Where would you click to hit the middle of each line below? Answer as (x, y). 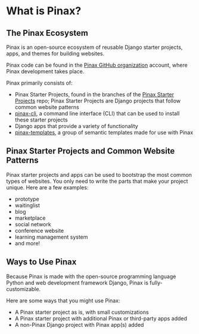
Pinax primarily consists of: (39, 83)
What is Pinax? (44, 11)
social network (33, 224)
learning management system (51, 237)
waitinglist (27, 205)
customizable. (23, 289)
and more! (27, 243)
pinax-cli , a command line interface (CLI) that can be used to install (97, 113)
